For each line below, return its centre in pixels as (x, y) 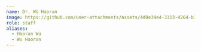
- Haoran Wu (27, 34)
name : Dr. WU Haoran (32, 12)
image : (14, 17)
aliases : (17, 28)
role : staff (21, 23)
